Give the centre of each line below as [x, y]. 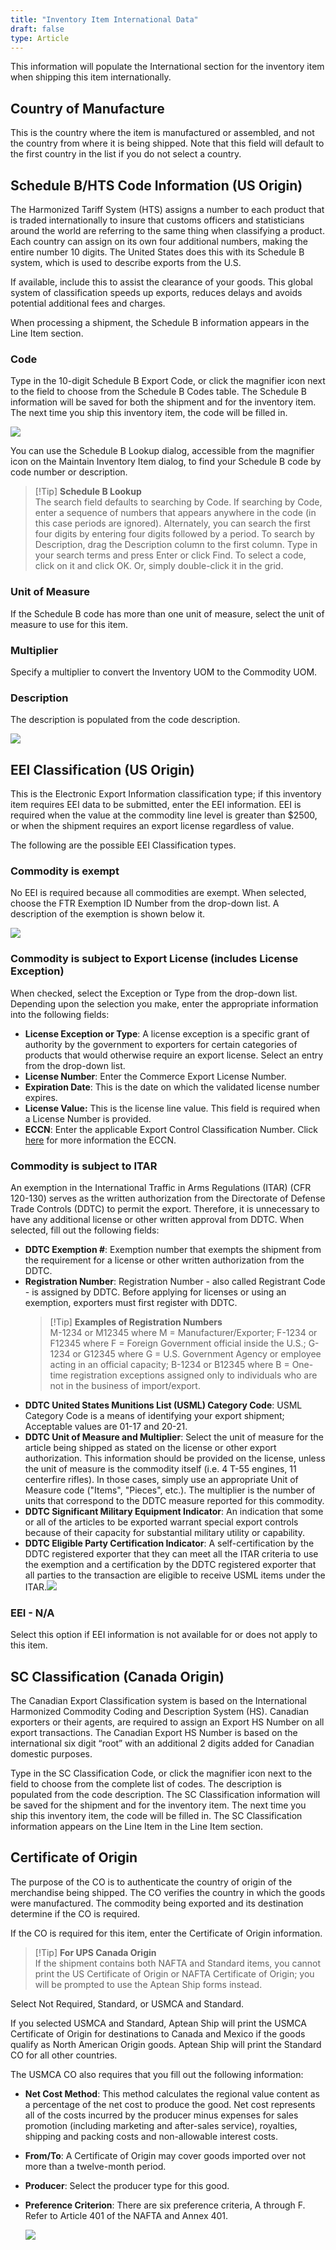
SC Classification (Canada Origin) [117, 1676]
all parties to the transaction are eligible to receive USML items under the [175, 1575]
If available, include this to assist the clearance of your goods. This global [161, 282]
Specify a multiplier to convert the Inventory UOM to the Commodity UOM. [164, 672]
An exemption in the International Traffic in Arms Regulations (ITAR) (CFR [161, 1187]
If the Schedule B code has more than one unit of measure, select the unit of [167, 613]
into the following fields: [60, 1014]
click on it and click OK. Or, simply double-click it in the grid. [159, 566]
